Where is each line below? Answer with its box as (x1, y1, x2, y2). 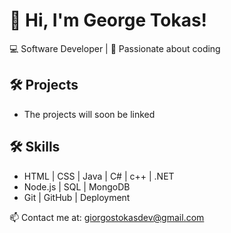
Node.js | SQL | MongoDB (23, 180, 131, 193)
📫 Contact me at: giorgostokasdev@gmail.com (9, 211, 205, 223)
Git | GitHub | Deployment (23, 191, 131, 203)
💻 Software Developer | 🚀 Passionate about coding (9, 42, 221, 54)
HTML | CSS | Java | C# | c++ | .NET (23, 170, 175, 182)
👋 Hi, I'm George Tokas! (9, 9, 208, 32)
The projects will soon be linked (23, 108, 156, 120)
